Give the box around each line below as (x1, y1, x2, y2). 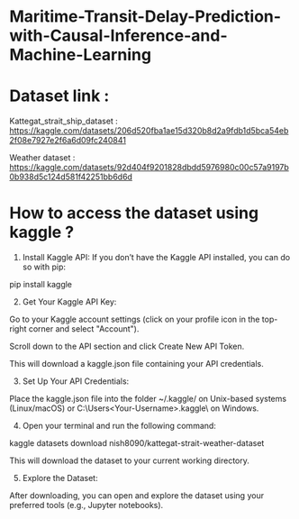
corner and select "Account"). (28, 323, 140, 334)
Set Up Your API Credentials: (22, 376, 130, 387)
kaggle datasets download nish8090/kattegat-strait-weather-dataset (9, 438, 265, 449)
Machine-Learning (9, 45, 151, 65)
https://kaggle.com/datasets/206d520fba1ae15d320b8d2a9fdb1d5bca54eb (9, 125, 289, 136)
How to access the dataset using (9, 203, 259, 223)
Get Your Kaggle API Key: (22, 296, 117, 307)
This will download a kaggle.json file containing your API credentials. (9, 359, 264, 369)
